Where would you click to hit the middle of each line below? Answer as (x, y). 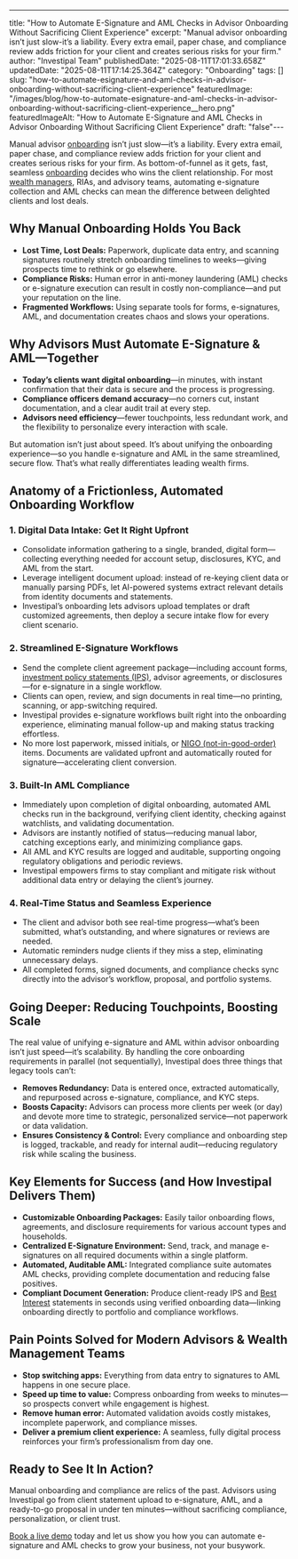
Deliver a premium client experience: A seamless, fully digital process (151, 1432)
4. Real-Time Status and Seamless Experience (110, 903)
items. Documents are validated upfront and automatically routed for (147, 752)
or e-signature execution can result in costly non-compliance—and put (151, 288)
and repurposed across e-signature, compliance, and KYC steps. (141, 1097)
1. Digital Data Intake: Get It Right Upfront (99, 530)
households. (45, 1236)
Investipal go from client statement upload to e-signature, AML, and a (136, 1500)
